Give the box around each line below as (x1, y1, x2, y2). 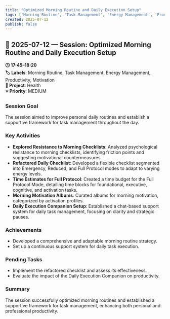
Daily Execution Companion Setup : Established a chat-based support (12, 203, 159, 209)
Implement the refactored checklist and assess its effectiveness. (12, 267, 147, 274)
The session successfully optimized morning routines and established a (5, 297, 155, 303)
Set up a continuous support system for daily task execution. (12, 243, 140, 249)
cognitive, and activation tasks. (12, 187, 77, 193)
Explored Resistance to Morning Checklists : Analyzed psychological (12, 144, 158, 150)
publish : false (5, 21, 37, 27)
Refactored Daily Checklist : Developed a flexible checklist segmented (12, 160, 160, 166)
